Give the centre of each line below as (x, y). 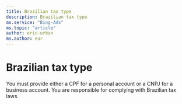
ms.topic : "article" (31, 28)
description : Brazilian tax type (47, 17)
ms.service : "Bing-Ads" (35, 22)
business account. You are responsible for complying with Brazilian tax (91, 90)
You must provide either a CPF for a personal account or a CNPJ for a (90, 84)
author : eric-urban (30, 33)
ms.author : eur (24, 39)
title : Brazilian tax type (39, 11)
